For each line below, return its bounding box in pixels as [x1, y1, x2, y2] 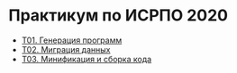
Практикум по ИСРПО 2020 [8, 5, 229, 26]
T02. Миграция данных [21, 44, 111, 54]
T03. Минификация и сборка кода [21, 53, 152, 64]
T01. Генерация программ [21, 35, 123, 45]
